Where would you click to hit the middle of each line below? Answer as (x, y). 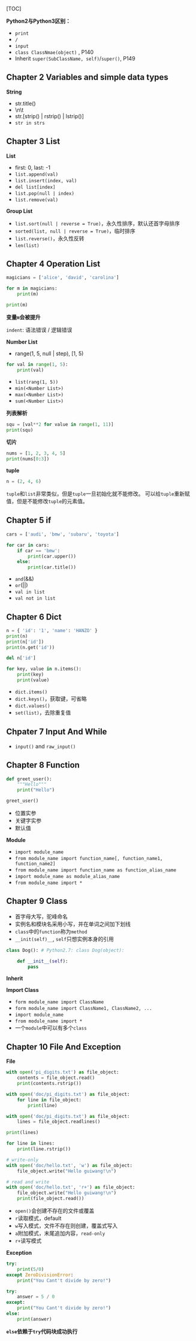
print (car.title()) (52, 567)
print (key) (31, 675)
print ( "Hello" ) (36, 790)
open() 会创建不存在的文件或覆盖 (55, 1211)
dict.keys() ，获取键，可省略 (51, 699)
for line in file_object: (49, 1100)
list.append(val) (37, 174)
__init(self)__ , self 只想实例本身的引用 (64, 939)
